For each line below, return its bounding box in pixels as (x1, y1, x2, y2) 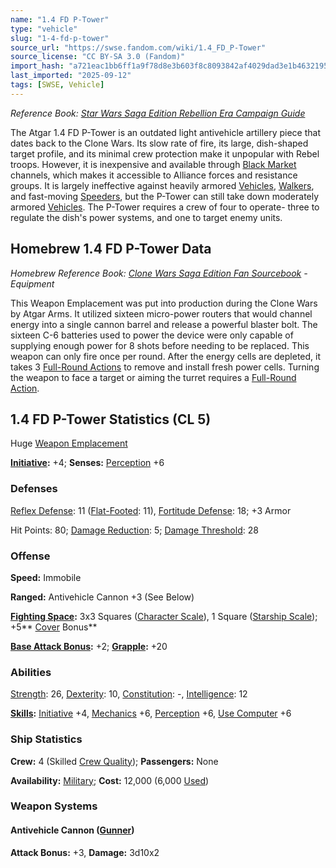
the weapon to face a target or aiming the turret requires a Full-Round (10, 371, 297, 383)
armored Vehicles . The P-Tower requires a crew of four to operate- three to (10, 201, 320, 213)
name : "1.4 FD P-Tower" (10, 14, 110, 25)
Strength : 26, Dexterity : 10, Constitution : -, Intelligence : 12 (10, 688, 248, 700)
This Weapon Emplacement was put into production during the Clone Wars (10, 297, 318, 309)
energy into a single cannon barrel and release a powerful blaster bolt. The (10, 318, 318, 330)
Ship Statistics (10, 732, 83, 746)
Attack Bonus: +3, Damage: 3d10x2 (10, 846, 160, 858)
